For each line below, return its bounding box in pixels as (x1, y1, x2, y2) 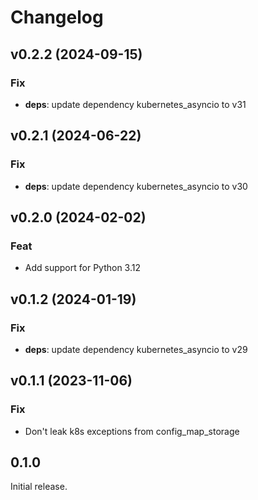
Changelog (10, 6, 104, 29)
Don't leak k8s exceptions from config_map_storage (24, 425, 240, 437)
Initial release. (10, 481, 68, 493)
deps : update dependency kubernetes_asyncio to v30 (24, 180, 248, 192)
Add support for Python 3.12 (24, 262, 141, 274)
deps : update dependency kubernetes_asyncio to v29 (24, 343, 248, 355)
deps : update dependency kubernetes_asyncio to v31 (24, 98, 247, 110)
